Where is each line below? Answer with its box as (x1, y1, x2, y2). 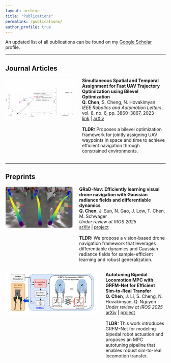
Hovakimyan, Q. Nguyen (105, 298, 157, 304)
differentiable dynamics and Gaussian (79, 245, 159, 252)
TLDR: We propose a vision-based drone (79, 235, 165, 241)
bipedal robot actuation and (105, 331, 164, 337)
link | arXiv (82, 115, 104, 122)
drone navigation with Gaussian (79, 191, 148, 197)
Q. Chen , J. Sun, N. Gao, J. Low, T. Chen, (79, 208, 165, 214)
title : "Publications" (5, 13, 53, 19)
